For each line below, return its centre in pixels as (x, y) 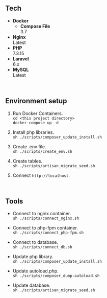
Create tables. (27, 161)
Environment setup (36, 101)
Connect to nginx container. (42, 214)
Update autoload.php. (35, 271)
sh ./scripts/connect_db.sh (42, 247)
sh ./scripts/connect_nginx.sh (46, 219)
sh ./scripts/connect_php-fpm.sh (48, 233)
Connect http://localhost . (41, 175)
